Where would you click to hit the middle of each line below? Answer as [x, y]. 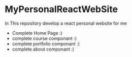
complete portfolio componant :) [46, 43]
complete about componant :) [43, 49]
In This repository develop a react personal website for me [66, 23]
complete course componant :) [44, 38]
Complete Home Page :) [37, 33]
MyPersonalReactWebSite [61, 9]
